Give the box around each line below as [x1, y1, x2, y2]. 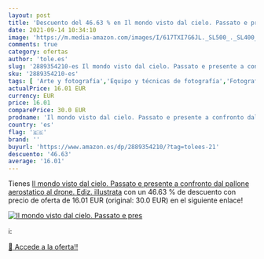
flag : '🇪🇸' [8, 128, 47, 136]
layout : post [8, 11, 51, 20]
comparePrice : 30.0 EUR [8, 107, 86, 115]
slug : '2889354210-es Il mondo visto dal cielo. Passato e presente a [8, 63, 244, 71]
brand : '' [8, 135, 41, 144]
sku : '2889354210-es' [8, 70, 79, 78]
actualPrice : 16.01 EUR [8, 84, 86, 93]
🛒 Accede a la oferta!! [8, 243, 79, 252]
